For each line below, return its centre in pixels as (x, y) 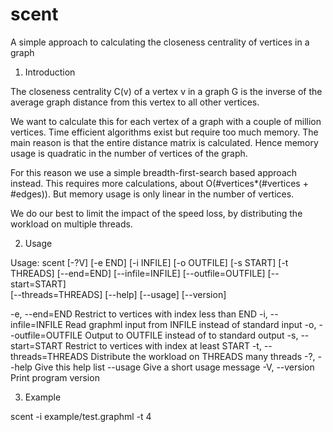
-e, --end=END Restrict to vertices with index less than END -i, (139, 314)
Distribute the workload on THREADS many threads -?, (203, 356)
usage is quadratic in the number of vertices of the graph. (129, 153)
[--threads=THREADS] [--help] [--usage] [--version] (118, 294)
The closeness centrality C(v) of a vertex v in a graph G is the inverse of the (166, 91)
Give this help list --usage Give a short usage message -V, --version (174, 367)
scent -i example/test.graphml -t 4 (81, 416)
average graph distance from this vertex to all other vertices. (135, 102)
